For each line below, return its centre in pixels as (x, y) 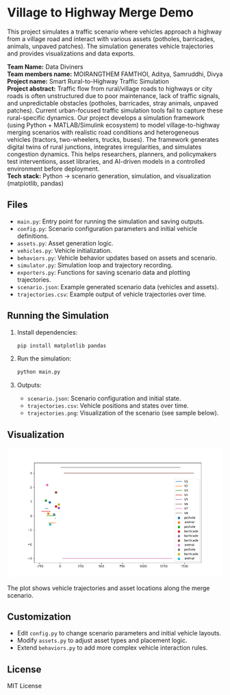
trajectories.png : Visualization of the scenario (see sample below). (123, 413)
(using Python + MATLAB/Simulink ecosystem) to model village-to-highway (114, 125)
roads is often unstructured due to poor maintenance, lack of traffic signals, (114, 96)
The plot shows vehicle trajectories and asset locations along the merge (108, 588)
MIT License (25, 686)
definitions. (33, 236)
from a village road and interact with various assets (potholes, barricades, (111, 38)
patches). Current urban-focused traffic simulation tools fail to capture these (115, 110)
